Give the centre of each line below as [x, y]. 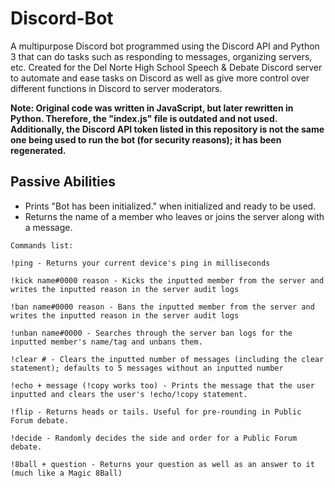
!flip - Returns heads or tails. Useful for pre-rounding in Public [156, 412]
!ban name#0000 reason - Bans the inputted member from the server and [162, 307]
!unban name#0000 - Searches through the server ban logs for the [151, 333]
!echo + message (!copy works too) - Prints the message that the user [162, 385]
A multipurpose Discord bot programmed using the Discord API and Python [165, 46]
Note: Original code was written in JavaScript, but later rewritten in [152, 108]
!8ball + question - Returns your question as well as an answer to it [162, 464]
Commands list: [42, 245]
